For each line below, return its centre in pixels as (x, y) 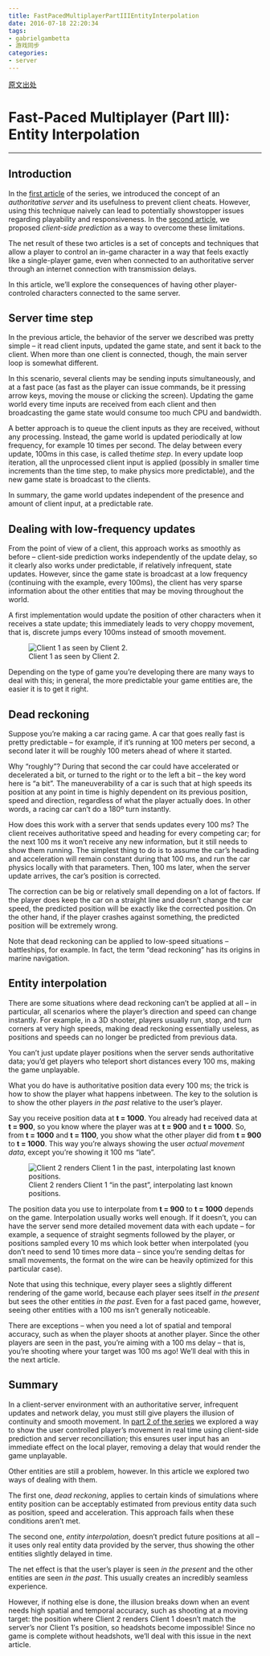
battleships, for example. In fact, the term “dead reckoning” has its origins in (134, 950)
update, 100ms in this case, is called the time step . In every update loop (126, 454)
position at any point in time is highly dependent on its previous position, (128, 792)
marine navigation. (39, 958)
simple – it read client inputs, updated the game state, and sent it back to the (135, 346)
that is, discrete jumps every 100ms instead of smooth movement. (117, 633)
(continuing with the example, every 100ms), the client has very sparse (125, 583)
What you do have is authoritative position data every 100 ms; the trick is (129, 1085)
